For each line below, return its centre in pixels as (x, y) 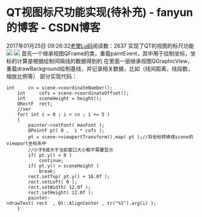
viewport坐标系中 (26, 143)
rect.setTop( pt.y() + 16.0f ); (69, 176)
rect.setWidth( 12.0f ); (60, 187)
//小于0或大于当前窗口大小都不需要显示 (71, 150)
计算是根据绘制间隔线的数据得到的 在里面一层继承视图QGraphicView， (105, 61)
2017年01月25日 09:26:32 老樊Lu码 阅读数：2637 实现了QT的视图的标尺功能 (100, 46)
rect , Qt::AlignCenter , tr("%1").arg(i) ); (96, 203)
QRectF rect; (35, 104)
